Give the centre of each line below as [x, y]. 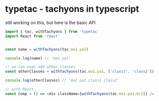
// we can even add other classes [40, 67]
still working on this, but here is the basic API [50, 23]
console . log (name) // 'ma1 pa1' [38, 58]
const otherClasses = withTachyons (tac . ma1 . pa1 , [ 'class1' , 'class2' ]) [79, 72]
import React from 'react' [33, 36]
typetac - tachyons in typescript [72, 9]
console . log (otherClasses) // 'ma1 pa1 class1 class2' [62, 80]
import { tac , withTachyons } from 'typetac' [52, 31]
